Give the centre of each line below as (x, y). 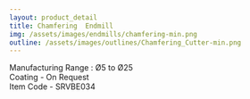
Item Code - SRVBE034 (52, 87)
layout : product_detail (54, 17)
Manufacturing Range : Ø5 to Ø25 (71, 68)
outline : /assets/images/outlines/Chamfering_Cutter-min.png (125, 42)
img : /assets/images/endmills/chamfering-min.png (104, 34)
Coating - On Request (49, 78)
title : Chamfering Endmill (62, 26)
